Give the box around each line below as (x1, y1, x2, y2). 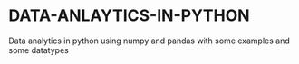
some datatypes (8, 44, 69, 55)
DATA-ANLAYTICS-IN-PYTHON (8, 5, 250, 26)
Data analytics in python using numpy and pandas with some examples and (8, 35, 291, 46)
